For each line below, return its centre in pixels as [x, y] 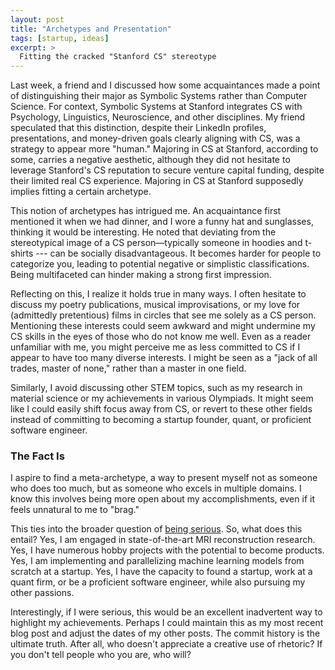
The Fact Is [37, 456]
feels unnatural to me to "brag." [75, 510]
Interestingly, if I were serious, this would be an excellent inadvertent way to [166, 612]
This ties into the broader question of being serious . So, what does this [156, 529]
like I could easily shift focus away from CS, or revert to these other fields [161, 409]
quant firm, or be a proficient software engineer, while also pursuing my [158, 582]
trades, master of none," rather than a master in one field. [128, 368]
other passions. [42, 593]
